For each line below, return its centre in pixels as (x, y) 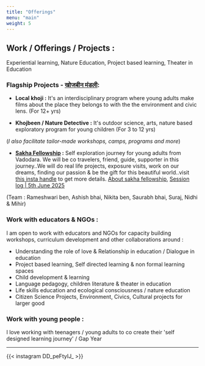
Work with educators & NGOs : (52, 220)
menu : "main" (23, 18)
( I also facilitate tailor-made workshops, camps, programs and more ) (94, 142)
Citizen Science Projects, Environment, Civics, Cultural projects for (99, 296)
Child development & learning (52, 277)
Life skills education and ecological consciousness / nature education (103, 290)
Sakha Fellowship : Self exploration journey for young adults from (98, 153)
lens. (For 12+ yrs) (38, 111)
